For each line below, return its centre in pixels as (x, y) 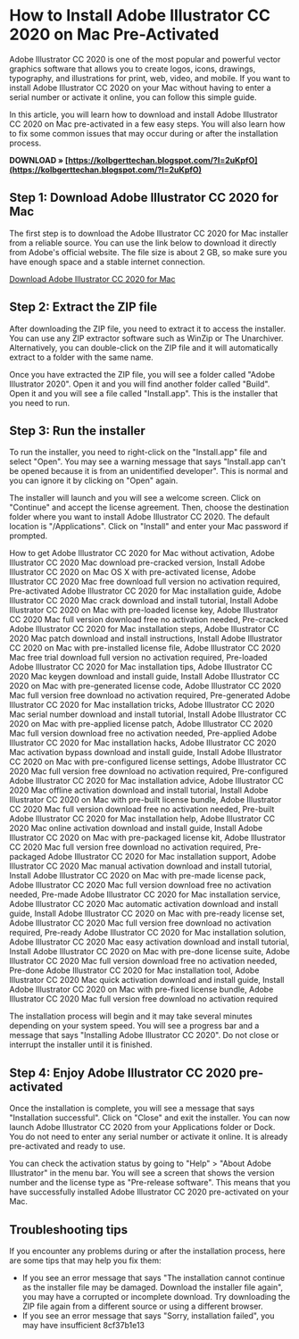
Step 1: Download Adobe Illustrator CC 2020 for (144, 198)
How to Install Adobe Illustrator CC (140, 16)
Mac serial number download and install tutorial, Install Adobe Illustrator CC (148, 714)
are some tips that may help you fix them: (85, 1260)
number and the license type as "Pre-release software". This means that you (150, 1183)
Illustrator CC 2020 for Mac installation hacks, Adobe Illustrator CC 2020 (143, 743)
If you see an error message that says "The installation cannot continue (154, 1278)
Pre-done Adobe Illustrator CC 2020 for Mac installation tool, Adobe (134, 970)
